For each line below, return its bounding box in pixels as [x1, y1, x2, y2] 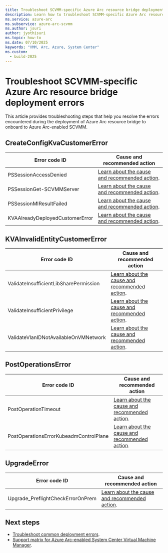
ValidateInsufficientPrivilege [7, 307, 73, 314]
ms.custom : [5, 49, 28, 54]
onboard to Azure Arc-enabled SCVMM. [5, 124, 88, 130]
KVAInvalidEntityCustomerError [5, 235, 107, 243]
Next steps [5, 518, 40, 526]
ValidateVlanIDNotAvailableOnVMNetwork [7, 334, 106, 341]
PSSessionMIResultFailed [7, 200, 67, 207]
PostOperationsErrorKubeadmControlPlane [7, 432, 109, 439]
